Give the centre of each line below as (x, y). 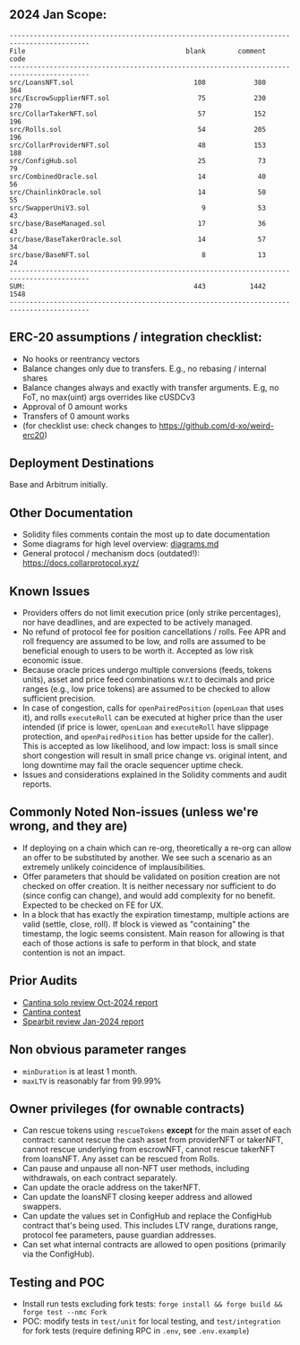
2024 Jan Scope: (58, 15)
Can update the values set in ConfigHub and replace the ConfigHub (147, 1216)
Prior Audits (43, 981)
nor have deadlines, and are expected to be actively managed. (137, 623)
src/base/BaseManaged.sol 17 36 (138, 223)
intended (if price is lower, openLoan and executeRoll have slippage (145, 727)
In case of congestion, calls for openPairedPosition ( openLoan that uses (153, 708)
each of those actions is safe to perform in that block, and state (139, 943)
